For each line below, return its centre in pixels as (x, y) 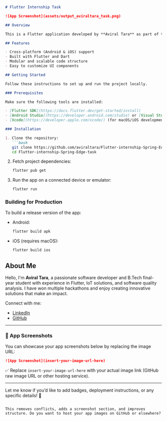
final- (148, 277)
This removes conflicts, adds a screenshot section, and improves (75, 409)
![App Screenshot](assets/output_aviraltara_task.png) (63, 16)
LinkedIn (21, 313)
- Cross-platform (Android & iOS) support (50, 52)
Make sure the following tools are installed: (54, 102)
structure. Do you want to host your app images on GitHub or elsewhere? (83, 414)
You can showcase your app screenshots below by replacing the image (78, 346)
